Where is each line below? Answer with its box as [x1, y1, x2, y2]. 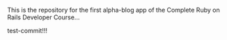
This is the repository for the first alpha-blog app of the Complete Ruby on [7, 6, 221, 14]
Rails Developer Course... [7, 13, 80, 21]
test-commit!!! [7, 27, 47, 34]
